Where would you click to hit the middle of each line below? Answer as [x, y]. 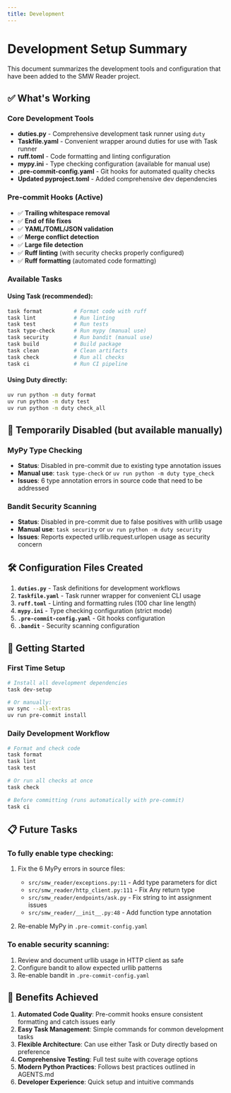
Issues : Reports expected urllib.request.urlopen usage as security [114, 537]
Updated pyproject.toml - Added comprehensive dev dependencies [117, 179]
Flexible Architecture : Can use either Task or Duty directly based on [117, 1044]
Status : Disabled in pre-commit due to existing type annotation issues [119, 466]
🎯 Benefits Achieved [53, 997]
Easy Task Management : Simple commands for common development [120, 1029]
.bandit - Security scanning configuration [78, 626]
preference [34, 1052]
